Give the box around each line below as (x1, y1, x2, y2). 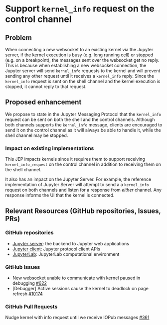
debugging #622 (12, 280, 47, 286)
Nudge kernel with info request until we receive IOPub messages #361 (5, 315, 150, 321)
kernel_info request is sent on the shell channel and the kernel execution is (5, 78, 161, 84)
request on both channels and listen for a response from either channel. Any (5, 187, 162, 193)
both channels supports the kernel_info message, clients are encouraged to (5, 121, 163, 127)
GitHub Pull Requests (5, 303, 58, 310)
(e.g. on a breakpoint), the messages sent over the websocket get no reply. (5, 57, 160, 63)
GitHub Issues (5, 263, 40, 270)
